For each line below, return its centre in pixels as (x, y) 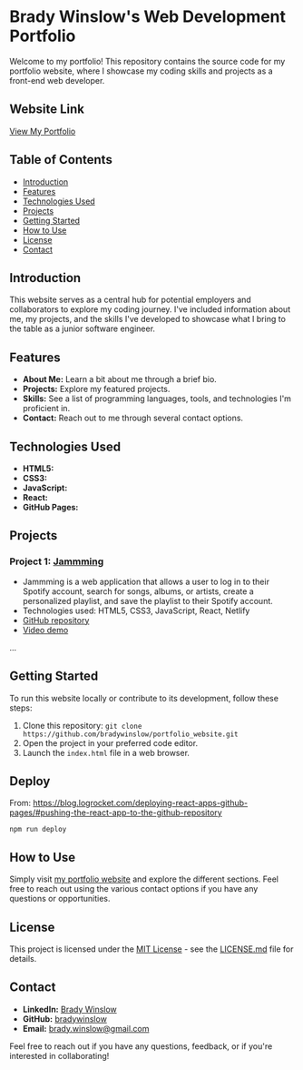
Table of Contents (61, 160)
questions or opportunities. (60, 899)
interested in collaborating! (59, 1055)
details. (23, 958)
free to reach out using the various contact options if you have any (134, 889)
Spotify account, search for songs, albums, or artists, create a (138, 591)
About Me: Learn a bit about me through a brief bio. (120, 379)
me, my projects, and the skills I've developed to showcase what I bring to (147, 319)
